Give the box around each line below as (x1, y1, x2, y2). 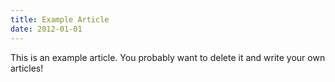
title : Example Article (10, 14, 110, 25)
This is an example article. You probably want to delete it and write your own (10, 51, 326, 63)
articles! (10, 62, 44, 74)
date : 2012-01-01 (10, 24, 83, 34)
